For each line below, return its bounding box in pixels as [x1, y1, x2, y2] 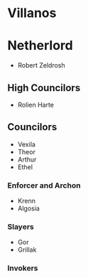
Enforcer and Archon [7, 180, 81, 190]
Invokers [7, 263, 38, 273]
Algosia [17, 204, 40, 213]
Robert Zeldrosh [17, 61, 65, 70]
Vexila [17, 140, 35, 149]
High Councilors [7, 82, 81, 94]
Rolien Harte [17, 100, 55, 109]
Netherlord [7, 38, 73, 54]
